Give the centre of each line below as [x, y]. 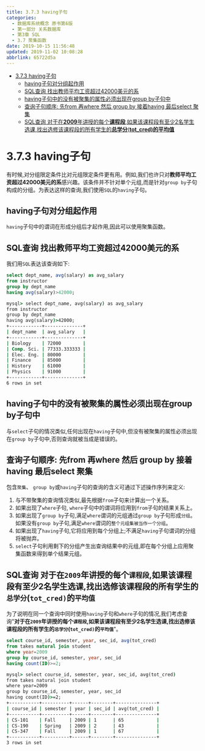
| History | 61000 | [46, 366]
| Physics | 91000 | [46, 372]
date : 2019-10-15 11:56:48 [41, 47]
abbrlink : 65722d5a [31, 58]
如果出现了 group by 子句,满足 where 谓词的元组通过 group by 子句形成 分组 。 [105, 515]
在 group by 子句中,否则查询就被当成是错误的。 [63, 439]
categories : [21, 18]
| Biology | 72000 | [46, 343]
